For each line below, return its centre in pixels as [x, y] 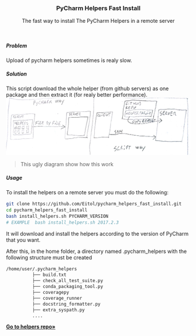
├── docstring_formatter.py [66, 304]
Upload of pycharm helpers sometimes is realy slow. [69, 60]
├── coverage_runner [57, 298]
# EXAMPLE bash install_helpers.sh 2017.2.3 [62, 222]
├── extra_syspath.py [58, 310]
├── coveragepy [50, 292]
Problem [17, 46]
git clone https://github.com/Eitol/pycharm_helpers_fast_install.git [94, 204]
